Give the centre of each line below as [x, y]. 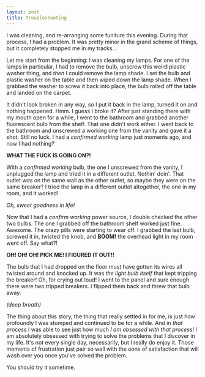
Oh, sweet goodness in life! [41, 205]
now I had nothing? [31, 143]
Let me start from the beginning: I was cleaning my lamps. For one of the [98, 60]
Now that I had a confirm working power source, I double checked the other [102, 217]
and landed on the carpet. [39, 92]
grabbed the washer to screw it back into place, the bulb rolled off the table [102, 86]
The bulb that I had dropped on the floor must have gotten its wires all [94, 266]
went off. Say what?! [32, 243]
